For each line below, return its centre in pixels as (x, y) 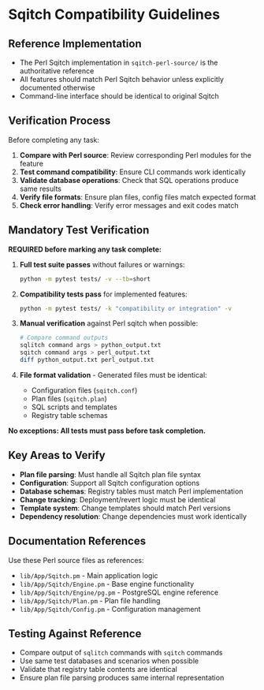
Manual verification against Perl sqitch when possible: (109, 323)
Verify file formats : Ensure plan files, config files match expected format (138, 197)
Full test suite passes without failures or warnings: (102, 264)
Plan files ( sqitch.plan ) (69, 398)
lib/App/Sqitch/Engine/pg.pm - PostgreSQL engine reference (119, 592)
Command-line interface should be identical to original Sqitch (119, 96)
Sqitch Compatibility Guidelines (114, 15)
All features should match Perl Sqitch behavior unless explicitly (122, 79)
